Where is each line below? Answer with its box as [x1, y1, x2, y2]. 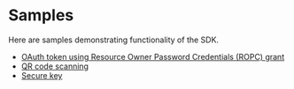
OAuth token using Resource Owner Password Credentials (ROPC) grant [20, 51, 285, 62]
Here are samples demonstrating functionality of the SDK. [8, 34, 219, 45]
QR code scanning [20, 61, 89, 71]
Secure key [20, 70, 63, 80]
